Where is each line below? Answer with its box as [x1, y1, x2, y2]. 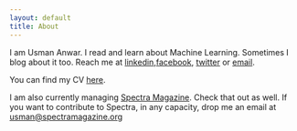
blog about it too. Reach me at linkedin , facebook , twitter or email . [9, 56, 256, 67]
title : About [9, 22, 59, 31]
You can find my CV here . [9, 74, 106, 85]
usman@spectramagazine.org [9, 111, 123, 122]
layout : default [9, 13, 71, 23]
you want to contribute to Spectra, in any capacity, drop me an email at [9, 101, 277, 112]
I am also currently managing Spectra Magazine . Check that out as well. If [9, 92, 288, 103]
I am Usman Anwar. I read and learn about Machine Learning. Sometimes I [9, 46, 290, 57]
